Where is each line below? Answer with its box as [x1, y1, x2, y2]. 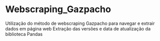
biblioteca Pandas [5, 31, 43, 37]
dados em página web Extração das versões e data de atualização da [5, 25, 151, 31]
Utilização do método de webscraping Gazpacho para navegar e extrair [5, 20, 155, 26]
